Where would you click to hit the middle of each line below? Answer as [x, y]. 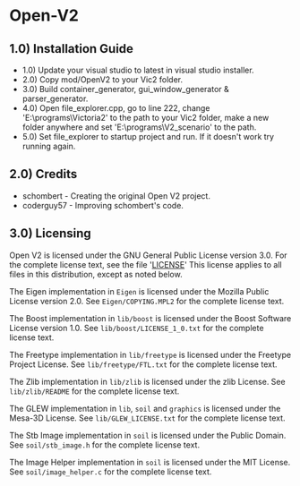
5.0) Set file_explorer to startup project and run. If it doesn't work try [148, 136]
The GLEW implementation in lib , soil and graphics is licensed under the [145, 408]
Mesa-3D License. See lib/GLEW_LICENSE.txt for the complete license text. [147, 418]
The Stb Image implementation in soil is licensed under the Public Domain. [148, 435]
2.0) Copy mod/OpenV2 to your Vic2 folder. [103, 80]
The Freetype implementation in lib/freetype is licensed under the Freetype [150, 354]
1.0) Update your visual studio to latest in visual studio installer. [138, 70]
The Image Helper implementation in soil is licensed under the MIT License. [150, 462]
